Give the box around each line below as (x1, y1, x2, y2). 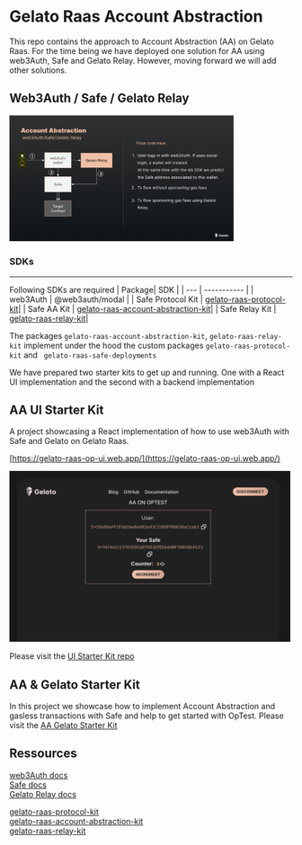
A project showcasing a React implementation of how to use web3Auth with (9, 426, 289, 437)
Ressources (9, 746, 78, 761)
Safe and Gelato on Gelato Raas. (9, 436, 129, 447)
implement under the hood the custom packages (23, 340, 204, 351)
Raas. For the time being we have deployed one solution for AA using (9, 45, 265, 56)
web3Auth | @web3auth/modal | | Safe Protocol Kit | (9, 294, 204, 305)
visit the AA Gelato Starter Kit (9, 719, 119, 730)
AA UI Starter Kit (9, 403, 104, 418)
